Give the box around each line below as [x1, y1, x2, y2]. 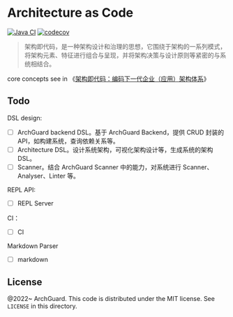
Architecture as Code [7, 5, 134, 21]
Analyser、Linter [17, 171, 66, 180]
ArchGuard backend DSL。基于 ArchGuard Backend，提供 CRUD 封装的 [17, 127, 225, 137]
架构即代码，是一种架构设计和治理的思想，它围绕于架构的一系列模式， [24, 42, 227, 50]
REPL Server [17, 199, 54, 207]
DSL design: [7, 114, 43, 122]
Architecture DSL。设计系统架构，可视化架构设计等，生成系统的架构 [17, 145, 213, 154]
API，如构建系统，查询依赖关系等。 [17, 137, 120, 145]
